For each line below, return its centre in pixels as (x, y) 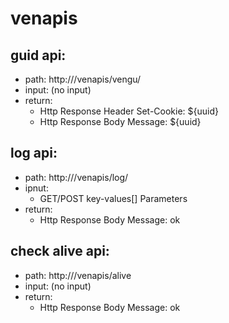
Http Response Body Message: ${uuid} (120, 121)
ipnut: (36, 188)
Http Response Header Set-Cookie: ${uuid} (129, 111)
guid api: (38, 55)
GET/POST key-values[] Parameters (113, 198)
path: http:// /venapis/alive (78, 275)
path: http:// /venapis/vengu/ (83, 79)
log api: (34, 153)
